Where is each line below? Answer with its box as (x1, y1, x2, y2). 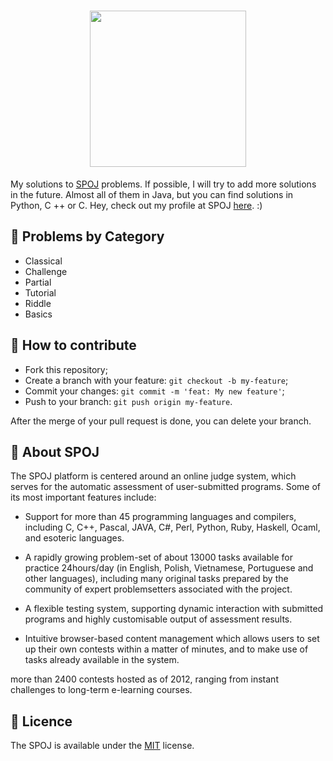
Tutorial (24, 286, 57, 299)
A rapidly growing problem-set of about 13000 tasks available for (24, 551, 293, 564)
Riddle (24, 297, 52, 309)
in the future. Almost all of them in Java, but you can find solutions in (10, 188, 294, 200)
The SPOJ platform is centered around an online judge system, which (10, 470, 297, 482)
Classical (24, 255, 63, 267)
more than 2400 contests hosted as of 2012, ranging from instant (10, 673, 279, 685)
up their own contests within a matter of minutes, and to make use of (24, 643, 309, 655)
